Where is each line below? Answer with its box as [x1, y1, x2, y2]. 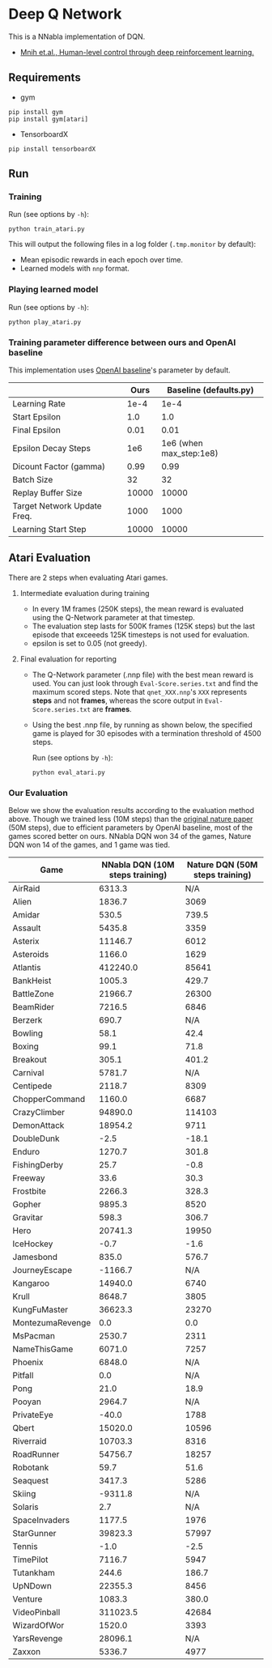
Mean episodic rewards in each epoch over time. [19, 255, 184, 265]
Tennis [12, 1541, 38, 1552]
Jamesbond [12, 1252, 58, 1263]
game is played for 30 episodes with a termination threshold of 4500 [32, 728, 261, 738]
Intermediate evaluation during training [19, 588, 150, 598]
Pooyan [12, 1396, 42, 1407]
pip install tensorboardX [8, 145, 96, 153]
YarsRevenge [12, 1633, 63, 1645]
